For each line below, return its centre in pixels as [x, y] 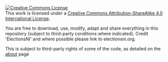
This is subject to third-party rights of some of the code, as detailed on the [83, 49]
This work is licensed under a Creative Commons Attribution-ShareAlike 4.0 [84, 13]
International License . [28, 18]
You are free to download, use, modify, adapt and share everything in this [82, 28]
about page [17, 54]
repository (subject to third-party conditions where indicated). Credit [77, 34]
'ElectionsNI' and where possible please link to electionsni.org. [71, 39]
